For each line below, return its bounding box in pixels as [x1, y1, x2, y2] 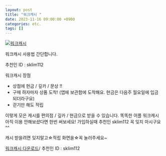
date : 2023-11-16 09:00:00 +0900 [5, 17, 75, 22]
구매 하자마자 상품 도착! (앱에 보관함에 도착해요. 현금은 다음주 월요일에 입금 [12, 89, 159, 95]
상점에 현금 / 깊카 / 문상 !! [12, 83, 63, 89]
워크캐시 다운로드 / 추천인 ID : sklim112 [5, 145, 80, 151]
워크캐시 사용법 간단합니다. [5, 51, 58, 57]
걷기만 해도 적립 [12, 102, 44, 108]
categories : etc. [5, 21, 42, 27]
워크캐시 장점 [5, 72, 31, 78]
